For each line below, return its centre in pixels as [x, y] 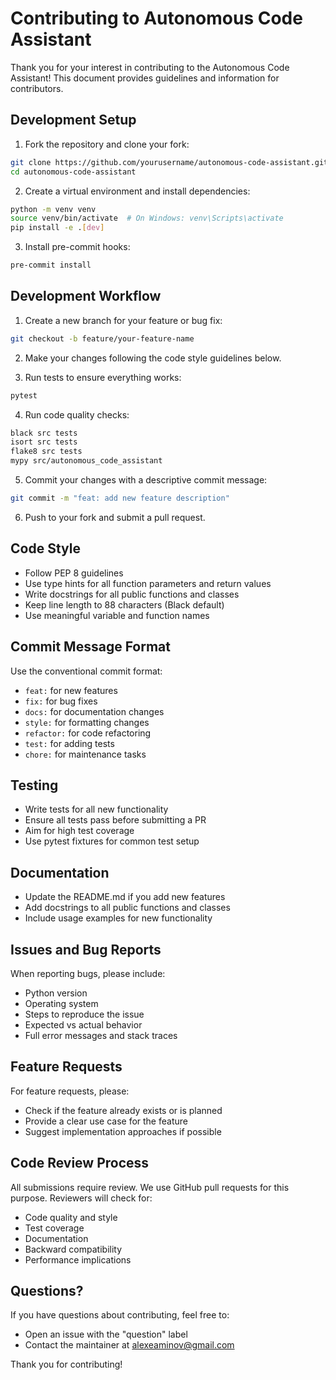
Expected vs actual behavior [83, 1025]
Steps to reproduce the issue [84, 1014]
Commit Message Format [90, 647]
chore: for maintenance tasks [85, 754]
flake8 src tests [46, 452]
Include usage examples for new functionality [118, 918]
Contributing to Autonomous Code [156, 18]
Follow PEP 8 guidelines [74, 573]
